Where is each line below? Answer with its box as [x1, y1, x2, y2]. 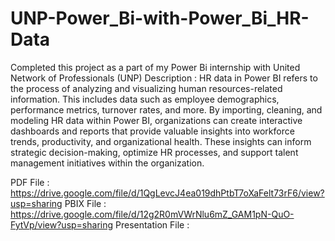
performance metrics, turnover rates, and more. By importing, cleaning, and [10, 103, 323, 116]
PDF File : [10, 176, 50, 188]
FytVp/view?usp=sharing [10, 218, 114, 231]
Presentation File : [115, 218, 190, 231]
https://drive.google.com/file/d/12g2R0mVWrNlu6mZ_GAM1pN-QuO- [10, 208, 295, 220]
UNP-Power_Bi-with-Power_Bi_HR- [10, 7, 310, 30]
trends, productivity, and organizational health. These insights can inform [10, 135, 312, 147]
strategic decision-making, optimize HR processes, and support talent [10, 146, 299, 158]
